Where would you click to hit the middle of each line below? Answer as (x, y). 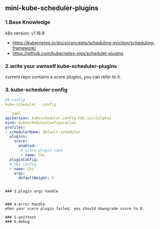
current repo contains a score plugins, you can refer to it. (63, 77)
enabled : (27, 146)
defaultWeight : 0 (36, 178)
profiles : (15, 127)
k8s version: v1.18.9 (25, 33)
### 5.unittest (21, 218)
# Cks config (23, 164)
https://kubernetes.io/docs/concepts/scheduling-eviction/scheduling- (83, 43)
